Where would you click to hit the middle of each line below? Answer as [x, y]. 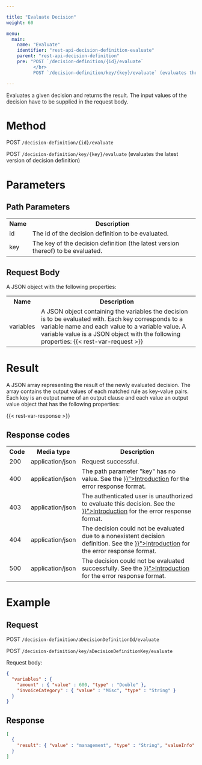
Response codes [38, 435]
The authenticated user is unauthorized [137, 496]
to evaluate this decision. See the [129, 503]
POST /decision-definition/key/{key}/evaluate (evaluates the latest [92, 154]
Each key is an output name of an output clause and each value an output [97, 398]
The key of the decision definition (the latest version [106, 243]
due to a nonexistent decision [124, 536]
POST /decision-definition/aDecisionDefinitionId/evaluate [83, 639]
